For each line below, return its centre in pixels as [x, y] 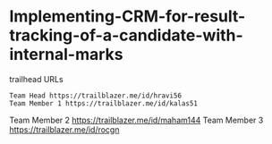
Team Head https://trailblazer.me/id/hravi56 [95, 96]
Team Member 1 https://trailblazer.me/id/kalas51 [104, 103]
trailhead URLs [37, 79]
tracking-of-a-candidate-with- [126, 35]
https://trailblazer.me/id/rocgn [64, 129]
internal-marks [66, 55]
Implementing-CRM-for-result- [127, 17]
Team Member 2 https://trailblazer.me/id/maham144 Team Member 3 [136, 120]
